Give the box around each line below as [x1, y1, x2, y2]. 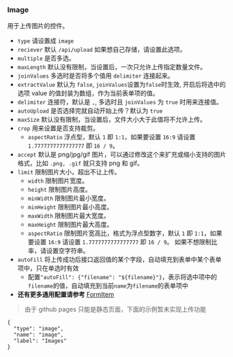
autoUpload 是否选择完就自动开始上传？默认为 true [17, 106, 163, 115]
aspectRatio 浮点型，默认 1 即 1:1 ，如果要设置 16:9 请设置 [27, 133, 196, 141]
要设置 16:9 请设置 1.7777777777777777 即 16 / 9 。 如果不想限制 [27, 238, 211, 246]
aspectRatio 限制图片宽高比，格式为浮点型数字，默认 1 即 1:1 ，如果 [27, 229, 223, 237]
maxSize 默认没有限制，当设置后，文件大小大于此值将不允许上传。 [17, 115, 206, 124]
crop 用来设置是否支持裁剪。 [17, 124, 100, 132]
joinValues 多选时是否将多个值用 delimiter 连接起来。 [17, 71, 174, 80]
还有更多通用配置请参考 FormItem [17, 290, 114, 299]
